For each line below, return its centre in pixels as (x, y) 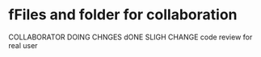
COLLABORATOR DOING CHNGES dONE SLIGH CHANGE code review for (130, 37)
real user (23, 45)
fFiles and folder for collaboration (123, 15)
